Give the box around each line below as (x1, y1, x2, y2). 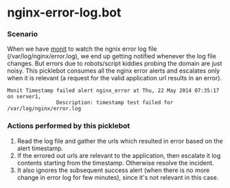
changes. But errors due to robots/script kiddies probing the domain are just (7, 60, 222, 68)
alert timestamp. (16, 144, 64, 152)
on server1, (7, 93, 41, 100)
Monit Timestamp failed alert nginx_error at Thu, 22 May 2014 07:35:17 (7, 87, 220, 94)
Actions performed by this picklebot (7, 121, 130, 131)
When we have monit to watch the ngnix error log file (7, 45, 157, 53)
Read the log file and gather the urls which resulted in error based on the (16, 137, 223, 145)
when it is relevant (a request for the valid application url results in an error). (7, 74, 222, 82)
